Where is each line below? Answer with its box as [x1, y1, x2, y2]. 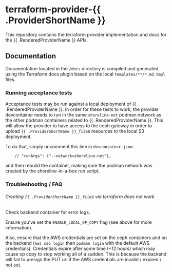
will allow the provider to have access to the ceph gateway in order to [5, 123, 152, 129]
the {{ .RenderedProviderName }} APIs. [5, 37, 88, 43]
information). [5, 225, 33, 231]
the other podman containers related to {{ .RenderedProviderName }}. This [5, 117, 163, 124]
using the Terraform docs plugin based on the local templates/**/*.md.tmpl [5, 71, 165, 77]
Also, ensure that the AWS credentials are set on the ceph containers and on [5, 235, 167, 241]
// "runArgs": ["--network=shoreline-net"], [14, 153, 111, 159]
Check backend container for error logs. [5, 209, 90, 216]
